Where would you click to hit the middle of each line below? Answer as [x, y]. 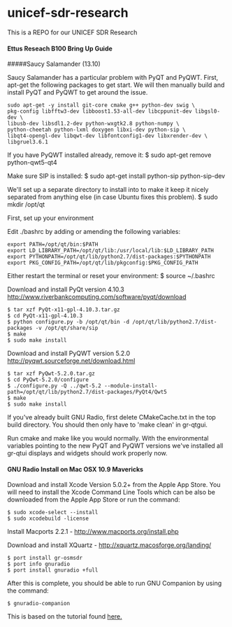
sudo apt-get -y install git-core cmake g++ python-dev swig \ [101, 105]
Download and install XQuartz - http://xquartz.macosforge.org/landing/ [109, 545]
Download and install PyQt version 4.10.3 [66, 289]
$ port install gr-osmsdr [45, 558]
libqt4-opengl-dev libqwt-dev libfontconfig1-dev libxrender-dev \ [108, 136]
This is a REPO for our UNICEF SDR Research [72, 32]
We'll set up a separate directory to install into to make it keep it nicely [108, 190]
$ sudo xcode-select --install [53, 513]
